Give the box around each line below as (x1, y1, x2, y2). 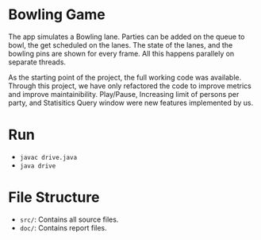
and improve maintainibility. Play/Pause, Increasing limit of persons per (8, 89, 240, 99)
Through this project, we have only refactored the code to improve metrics (8, 81, 252, 91)
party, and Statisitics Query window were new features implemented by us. (8, 98, 254, 107)
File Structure (8, 188, 100, 207)
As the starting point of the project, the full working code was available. (8, 72, 242, 82)
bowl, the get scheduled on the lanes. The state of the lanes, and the (8, 40, 233, 49)
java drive (19, 161, 56, 170)
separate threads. (8, 57, 66, 67)
